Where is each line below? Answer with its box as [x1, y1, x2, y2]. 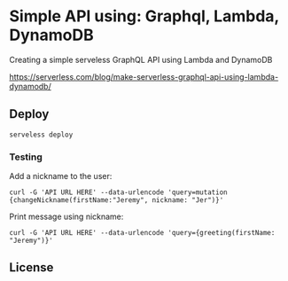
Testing [9, 151, 43, 163]
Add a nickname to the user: [9, 171, 113, 182]
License [9, 260, 54, 276]
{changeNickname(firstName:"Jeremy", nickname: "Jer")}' [9, 196, 224, 205]
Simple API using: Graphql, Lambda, [9, 6, 279, 27]
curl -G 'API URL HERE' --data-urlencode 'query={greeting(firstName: [9, 229, 276, 238]
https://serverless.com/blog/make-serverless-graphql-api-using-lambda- [9, 71, 279, 82]
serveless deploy [9, 130, 74, 139]
